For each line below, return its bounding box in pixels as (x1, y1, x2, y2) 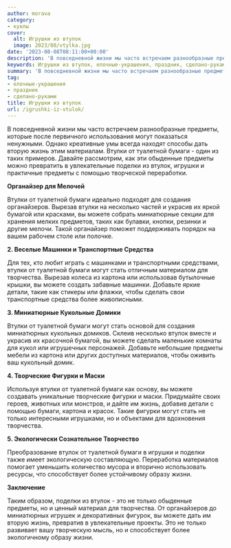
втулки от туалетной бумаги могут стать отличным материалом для (7, 265, 208, 274)
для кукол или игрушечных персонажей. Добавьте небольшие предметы (7, 343, 223, 351)
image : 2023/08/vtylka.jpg (13, 42, 91, 49)
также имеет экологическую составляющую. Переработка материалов (7, 455, 219, 463)
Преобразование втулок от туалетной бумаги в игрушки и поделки (7, 448, 205, 456)
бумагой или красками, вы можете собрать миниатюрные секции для (7, 210, 214, 218)
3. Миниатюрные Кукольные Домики (7, 308, 121, 316)
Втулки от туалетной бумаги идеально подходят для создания (7, 195, 191, 204)
